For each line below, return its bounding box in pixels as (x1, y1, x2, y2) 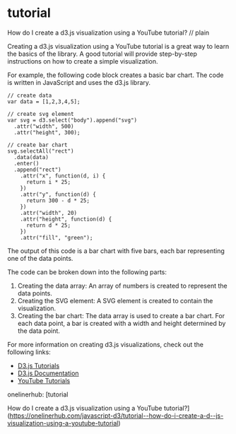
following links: (7, 348, 51, 356)
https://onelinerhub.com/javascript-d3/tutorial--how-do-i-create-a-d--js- (9, 411, 224, 420)
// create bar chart (7, 141, 69, 148)
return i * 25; (25, 178, 71, 185)
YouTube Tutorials (17, 376, 71, 385)
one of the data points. (7, 254, 73, 262)
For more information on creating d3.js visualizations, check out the (7, 340, 203, 348)
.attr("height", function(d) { (20, 216, 112, 223)
